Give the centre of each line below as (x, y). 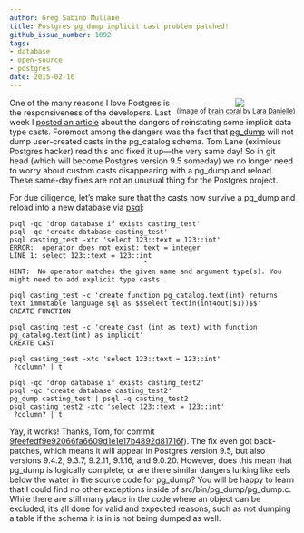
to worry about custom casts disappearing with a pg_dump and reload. (142, 170)
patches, (26, 450)
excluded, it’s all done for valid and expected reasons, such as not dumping (151, 508)
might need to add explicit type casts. (87, 279)
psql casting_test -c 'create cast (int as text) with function (133, 327)
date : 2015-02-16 (42, 77)
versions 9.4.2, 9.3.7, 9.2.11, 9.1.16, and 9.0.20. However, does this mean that (151, 460)
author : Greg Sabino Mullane (64, 18)
